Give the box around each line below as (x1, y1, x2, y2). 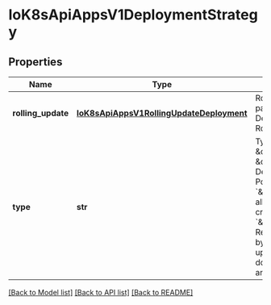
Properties (8, 55, 63, 69)
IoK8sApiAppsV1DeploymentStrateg (8, 6, 258, 24)
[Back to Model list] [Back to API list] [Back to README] (8, 288, 194, 297)
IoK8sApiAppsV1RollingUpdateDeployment (76, 107, 248, 119)
